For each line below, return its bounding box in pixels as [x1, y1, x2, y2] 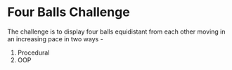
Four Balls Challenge [7, 4, 130, 20]
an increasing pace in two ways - [7, 34, 103, 43]
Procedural [17, 48, 50, 57]
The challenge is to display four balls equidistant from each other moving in [7, 27, 226, 36]
